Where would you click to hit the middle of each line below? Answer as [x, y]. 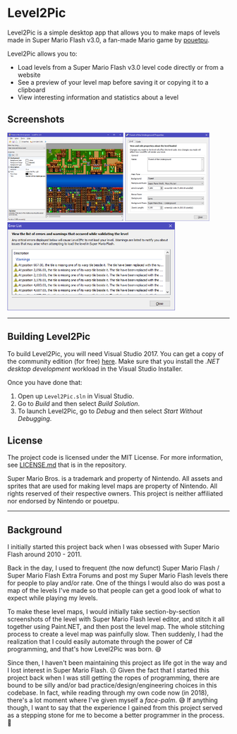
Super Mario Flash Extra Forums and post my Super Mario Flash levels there [118, 575]
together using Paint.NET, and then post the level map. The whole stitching [116, 627]
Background [35, 530]
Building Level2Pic [49, 337]
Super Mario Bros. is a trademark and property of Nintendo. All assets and [115, 479]
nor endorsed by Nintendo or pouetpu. [63, 501]
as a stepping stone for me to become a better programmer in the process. [116, 715]
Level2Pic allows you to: [42, 54]
